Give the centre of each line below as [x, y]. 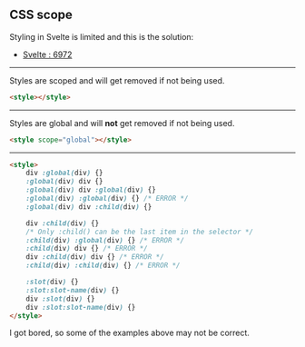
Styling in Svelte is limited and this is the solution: [102, 36]
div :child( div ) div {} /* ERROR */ [95, 257]
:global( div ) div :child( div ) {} [89, 207]
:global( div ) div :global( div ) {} [91, 190]
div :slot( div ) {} [60, 299]
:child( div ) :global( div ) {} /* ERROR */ [105, 240]
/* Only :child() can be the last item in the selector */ [140, 232]
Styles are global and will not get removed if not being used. [122, 123]
